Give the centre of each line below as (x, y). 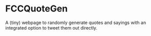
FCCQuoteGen (36, 9)
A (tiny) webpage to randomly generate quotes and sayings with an (76, 22)
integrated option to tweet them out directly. (51, 27)
